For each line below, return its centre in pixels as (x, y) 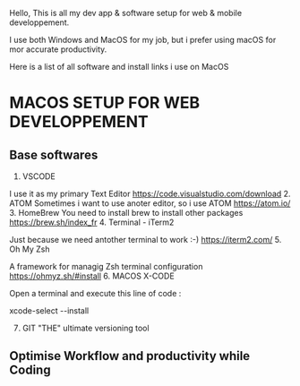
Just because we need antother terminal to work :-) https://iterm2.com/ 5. (146, 240)
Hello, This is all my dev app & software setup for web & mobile (126, 13)
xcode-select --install (49, 311)
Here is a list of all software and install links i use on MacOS (119, 67)
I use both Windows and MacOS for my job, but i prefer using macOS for (143, 40)
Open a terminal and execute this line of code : (95, 293)
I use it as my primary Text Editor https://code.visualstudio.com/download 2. (150, 193)
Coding (30, 370)
